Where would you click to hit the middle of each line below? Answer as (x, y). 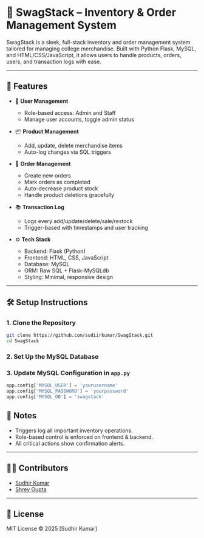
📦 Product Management (47, 131)
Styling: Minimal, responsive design (69, 277)
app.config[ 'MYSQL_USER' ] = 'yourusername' (62, 385)
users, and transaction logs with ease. (54, 61)
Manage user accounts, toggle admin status (79, 119)
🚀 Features (27, 87)
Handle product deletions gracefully (69, 195)
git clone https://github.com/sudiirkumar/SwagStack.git (80, 336)
